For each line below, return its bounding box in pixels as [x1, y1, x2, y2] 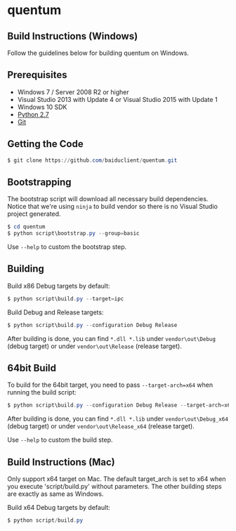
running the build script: [7, 388, 77, 397]
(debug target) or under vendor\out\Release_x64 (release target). [7, 422, 195, 430]
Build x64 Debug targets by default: [7, 504, 110, 512]
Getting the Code [7, 138, 84, 150]
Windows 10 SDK [17, 103, 67, 111]
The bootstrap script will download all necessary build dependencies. [7, 195, 209, 203]
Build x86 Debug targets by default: [7, 281, 110, 290]
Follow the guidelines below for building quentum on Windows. [7, 49, 190, 57]
